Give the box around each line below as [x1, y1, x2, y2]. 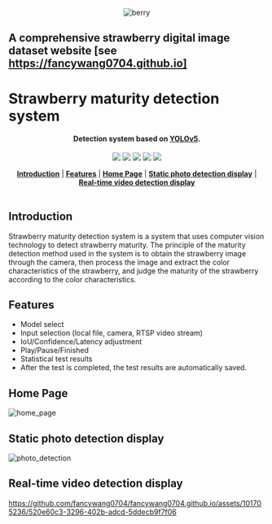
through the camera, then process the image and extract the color [8, 257, 230, 267]
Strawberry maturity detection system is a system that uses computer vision [8, 231, 265, 241]
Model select [20, 320, 64, 330]
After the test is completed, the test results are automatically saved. [20, 363, 247, 373]
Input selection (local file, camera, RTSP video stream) [20, 328, 204, 338]
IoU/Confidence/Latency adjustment [20, 337, 143, 347]
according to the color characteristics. [8, 274, 137, 284]
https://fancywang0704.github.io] [8, 57, 187, 71]
